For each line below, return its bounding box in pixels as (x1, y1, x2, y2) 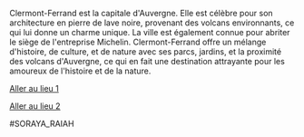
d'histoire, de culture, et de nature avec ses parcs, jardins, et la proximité (9, 46, 282, 57)
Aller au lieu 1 (9, 83, 59, 93)
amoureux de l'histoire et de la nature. (9, 65, 152, 76)
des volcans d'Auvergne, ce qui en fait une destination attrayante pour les (9, 56, 286, 66)
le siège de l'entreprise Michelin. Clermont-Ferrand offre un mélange (9, 36, 267, 47)
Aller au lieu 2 (9, 101, 61, 112)
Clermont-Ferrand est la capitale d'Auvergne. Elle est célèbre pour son (9, 8, 274, 18)
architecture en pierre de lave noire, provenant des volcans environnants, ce (9, 17, 295, 28)
